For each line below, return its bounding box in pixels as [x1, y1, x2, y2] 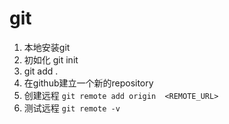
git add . [23, 65, 59, 77]
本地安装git [23, 41, 71, 53]
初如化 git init [23, 53, 79, 66]
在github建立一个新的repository [23, 77, 154, 89]
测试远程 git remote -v [23, 102, 121, 114]
